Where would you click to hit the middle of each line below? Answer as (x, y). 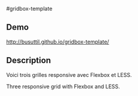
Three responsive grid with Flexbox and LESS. (63, 86)
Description (28, 61)
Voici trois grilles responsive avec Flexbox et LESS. (69, 75)
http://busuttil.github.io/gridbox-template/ (58, 42)
